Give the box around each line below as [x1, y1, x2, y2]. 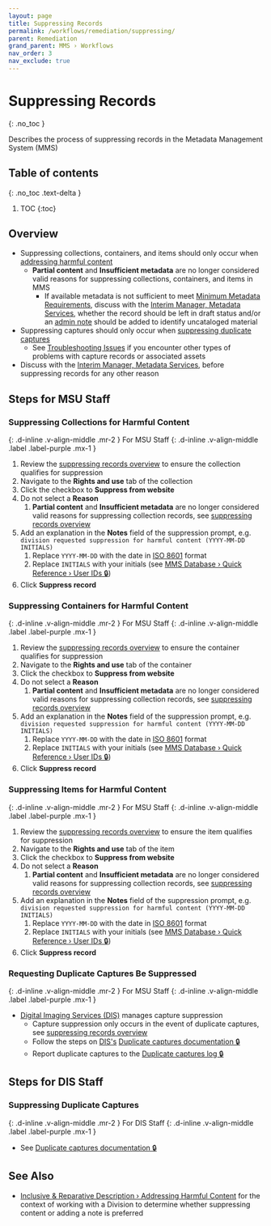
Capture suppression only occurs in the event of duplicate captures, [32, 1019, 260, 1029]
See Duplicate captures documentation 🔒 [19, 1143, 158, 1152]
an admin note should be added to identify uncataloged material [44, 317, 258, 327]
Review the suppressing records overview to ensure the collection [19, 459, 241, 469]
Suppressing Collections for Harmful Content [8, 416, 190, 427]
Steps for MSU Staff [8, 392, 111, 405]
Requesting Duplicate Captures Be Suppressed [8, 968, 197, 979]
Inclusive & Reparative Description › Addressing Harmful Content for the [19, 1190, 260, 1200]
